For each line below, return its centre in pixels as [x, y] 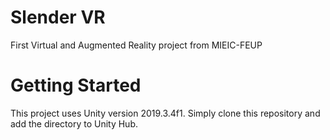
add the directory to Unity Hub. [74, 123]
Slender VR [58, 17]
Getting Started [76, 85]
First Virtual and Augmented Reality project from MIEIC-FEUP [136, 45]
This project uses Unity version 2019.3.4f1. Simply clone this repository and [165, 113]
